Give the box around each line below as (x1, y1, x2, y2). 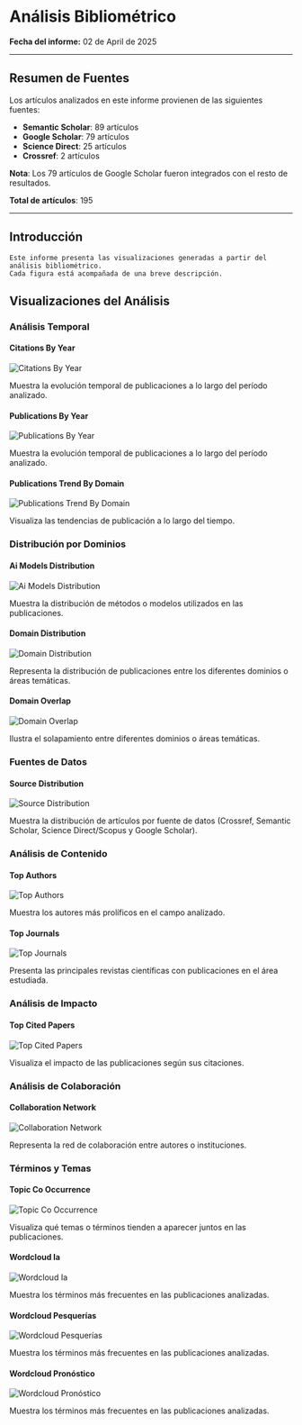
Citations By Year (9, 342, 75, 353)
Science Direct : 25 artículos (22, 141, 128, 151)
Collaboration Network (9, 1102, 96, 1113)
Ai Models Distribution (9, 560, 95, 571)
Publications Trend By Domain (9, 477, 125, 488)
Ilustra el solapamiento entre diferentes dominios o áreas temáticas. (9, 733, 261, 744)
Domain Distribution (9, 628, 86, 639)
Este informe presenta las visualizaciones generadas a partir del (9, 253, 268, 262)
